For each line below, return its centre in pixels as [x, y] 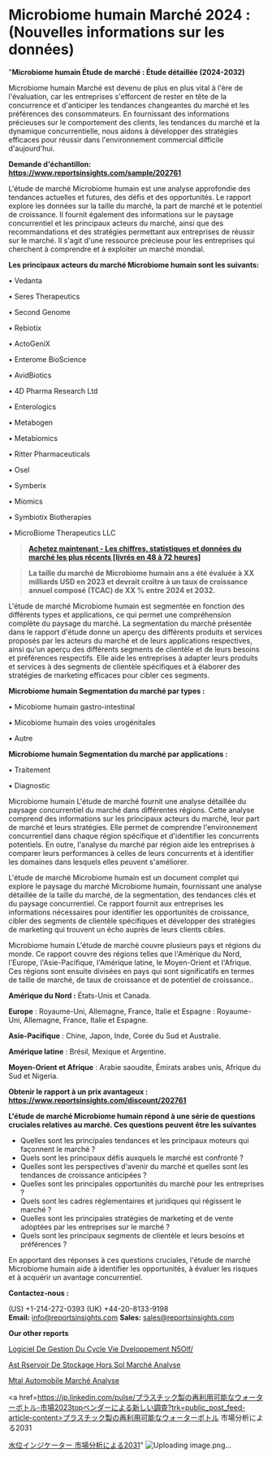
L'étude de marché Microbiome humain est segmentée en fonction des [127, 606]
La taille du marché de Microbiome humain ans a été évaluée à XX [141, 573]
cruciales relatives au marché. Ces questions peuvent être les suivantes [133, 1124]
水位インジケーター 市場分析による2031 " [76, 1445]
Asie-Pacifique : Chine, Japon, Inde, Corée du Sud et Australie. [115, 1036]
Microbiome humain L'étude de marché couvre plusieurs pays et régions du [135, 945]
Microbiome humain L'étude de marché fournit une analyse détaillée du [127, 801]
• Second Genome [39, 312]
